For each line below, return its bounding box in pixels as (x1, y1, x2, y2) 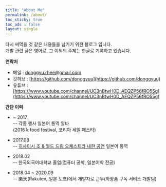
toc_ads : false (5, 22, 40, 27)
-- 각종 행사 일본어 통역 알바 (12, 120, 69, 127)
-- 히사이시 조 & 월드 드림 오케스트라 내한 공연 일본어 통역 (12, 143, 128, 149)
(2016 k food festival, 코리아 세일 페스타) (12, 127, 96, 133)
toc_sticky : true (5, 17, 43, 22)
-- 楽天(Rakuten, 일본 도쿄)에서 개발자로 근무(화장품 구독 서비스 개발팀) (12, 176, 157, 182)
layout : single (5, 27, 38, 32)
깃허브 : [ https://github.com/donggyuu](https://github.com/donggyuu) (12, 76, 161, 82)
